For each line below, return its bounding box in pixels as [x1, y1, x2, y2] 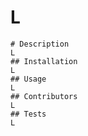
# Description [10, 39, 70, 49]
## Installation [10, 56, 78, 66]
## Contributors [10, 91, 78, 101]
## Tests [10, 109, 47, 119]
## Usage [10, 74, 47, 84]
